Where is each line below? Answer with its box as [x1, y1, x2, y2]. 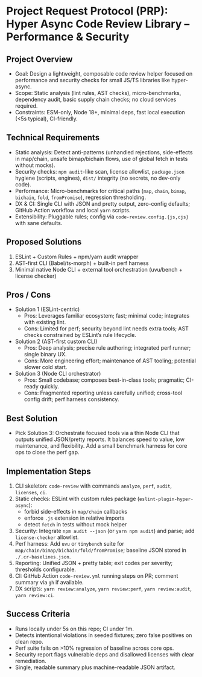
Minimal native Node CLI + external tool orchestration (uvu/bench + [14, 266, 183, 273]
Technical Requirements [6, 132, 100, 143]
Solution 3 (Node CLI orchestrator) [14, 370, 101, 378]
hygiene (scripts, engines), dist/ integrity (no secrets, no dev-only [14, 174, 181, 182]
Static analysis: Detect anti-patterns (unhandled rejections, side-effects [14, 148, 193, 155]
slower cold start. [24, 364, 68, 371]
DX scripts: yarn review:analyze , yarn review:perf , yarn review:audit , [14, 585, 192, 592]
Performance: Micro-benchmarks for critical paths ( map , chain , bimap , [14, 187, 186, 194]
